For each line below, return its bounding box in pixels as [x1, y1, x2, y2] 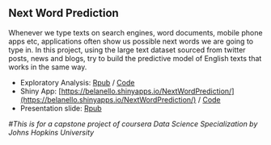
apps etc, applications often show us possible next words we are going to [8, 36, 253, 46]
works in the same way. [8, 62, 87, 72]
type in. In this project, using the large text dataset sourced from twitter [8, 44, 246, 55]
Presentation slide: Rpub [19, 103, 103, 113]
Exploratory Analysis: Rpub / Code [19, 77, 135, 87]
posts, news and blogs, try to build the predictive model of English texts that [8, 53, 262, 63]
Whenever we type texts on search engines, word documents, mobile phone [8, 27, 263, 37]
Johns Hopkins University [8, 127, 95, 137]
